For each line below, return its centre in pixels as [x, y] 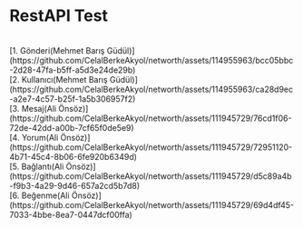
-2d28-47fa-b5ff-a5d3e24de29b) [73, 70]
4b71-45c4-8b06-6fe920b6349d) [73, 156]
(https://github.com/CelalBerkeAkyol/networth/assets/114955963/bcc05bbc [151, 60]
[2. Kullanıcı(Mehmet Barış [59, 79]
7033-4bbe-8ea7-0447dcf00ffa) [71, 214]
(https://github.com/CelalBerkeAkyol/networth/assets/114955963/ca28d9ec [151, 89]
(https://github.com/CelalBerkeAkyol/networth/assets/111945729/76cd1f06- [151, 118]
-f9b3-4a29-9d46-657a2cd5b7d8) [75, 185]
